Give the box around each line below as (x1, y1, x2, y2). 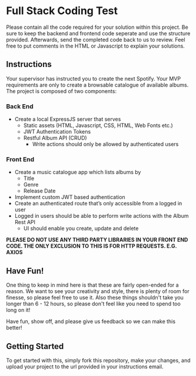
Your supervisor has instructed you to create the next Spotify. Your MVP (6, 75, 181, 82)
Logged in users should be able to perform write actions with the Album (14, 212, 190, 219)
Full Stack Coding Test (6, 4, 118, 18)
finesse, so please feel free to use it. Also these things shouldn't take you (6, 294, 184, 301)
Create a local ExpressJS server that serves (14, 116, 121, 123)
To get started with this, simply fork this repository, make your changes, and (6, 357, 191, 364)
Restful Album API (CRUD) (23, 134, 87, 142)
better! (6, 324, 22, 331)
